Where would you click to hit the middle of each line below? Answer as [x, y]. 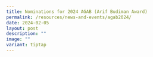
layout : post [22, 28]
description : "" [26, 34]
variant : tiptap [26, 45]
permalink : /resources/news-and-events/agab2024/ [69, 17]
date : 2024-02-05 [28, 23]
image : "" [18, 39]
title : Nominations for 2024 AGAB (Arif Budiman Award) [77, 12]
